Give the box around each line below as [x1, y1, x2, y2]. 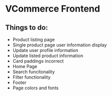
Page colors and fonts [12, 85, 59, 91]
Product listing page [12, 36, 55, 42]
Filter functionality [12, 74, 51, 80]
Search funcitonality [12, 69, 55, 75]
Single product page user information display [12, 42, 107, 48]
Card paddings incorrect [12, 58, 64, 64]
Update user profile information [12, 47, 79, 53]
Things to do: [5, 23, 48, 32]
